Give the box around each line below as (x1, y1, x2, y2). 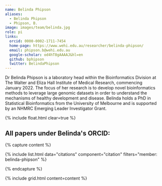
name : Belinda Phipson (5, 7, 51, 12)
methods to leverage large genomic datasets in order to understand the (5, 90, 147, 96)
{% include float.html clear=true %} (5, 115, 76, 121)
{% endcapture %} (5, 166, 43, 171)
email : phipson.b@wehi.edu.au (9, 48, 70, 52)
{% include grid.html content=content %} (5, 175, 88, 181)
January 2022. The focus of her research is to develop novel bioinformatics (5, 85, 156, 91)
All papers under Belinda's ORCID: (5, 129, 110, 137)
